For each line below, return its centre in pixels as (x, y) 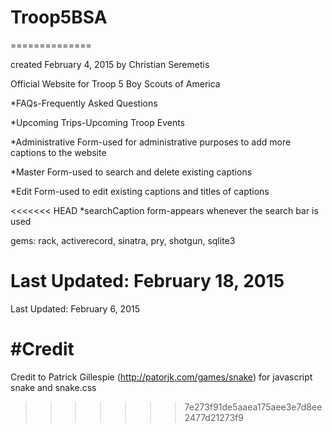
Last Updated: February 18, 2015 (147, 281)
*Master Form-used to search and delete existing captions (131, 172)
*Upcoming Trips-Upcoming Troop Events (97, 122)
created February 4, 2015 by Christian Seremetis (110, 64)
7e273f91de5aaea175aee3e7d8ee (253, 407)
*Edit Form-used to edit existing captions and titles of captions (140, 191)
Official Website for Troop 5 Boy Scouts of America (115, 83)
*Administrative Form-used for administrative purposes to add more (151, 142)
